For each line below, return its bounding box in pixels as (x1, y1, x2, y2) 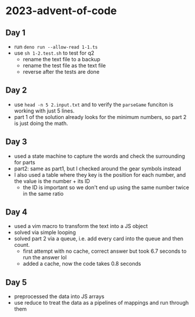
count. (14, 242, 30, 249)
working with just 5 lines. (14, 107, 75, 114)
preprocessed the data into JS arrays (14, 293, 104, 300)
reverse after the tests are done (22, 68, 100, 75)
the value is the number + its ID (14, 177, 90, 184)
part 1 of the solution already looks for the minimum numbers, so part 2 (14, 113, 187, 120)
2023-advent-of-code (5, 4, 117, 18)
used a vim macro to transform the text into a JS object (14, 223, 148, 230)
